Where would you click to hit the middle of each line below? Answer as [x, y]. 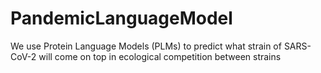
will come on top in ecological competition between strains [160, 56]
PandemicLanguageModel [121, 18]
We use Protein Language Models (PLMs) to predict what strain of [146, 46]
